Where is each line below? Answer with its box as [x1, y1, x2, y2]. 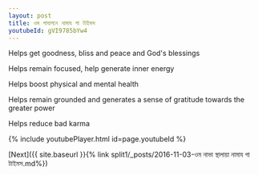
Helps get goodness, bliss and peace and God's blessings [8, 49, 200, 58]
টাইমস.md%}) [8, 159, 48, 169]
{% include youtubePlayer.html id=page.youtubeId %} [8, 134, 187, 144]
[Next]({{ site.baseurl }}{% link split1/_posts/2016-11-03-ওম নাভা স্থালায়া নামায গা [8, 149, 250, 160]
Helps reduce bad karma [8, 119, 91, 129]
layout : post [8, 11, 52, 20]
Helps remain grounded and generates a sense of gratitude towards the [8, 95, 245, 105]
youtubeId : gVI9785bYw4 [8, 26, 88, 34]
